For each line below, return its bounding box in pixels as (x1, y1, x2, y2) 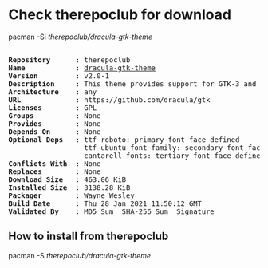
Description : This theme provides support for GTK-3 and (8, 79, 257, 89)
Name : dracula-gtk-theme (8, 63, 156, 73)
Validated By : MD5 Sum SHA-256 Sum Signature (8, 207, 215, 216)
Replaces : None (8, 167, 101, 176)
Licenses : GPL (8, 103, 97, 112)
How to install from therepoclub (8, 230, 169, 243)
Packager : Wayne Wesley (8, 191, 135, 200)
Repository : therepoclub (8, 55, 131, 65)
